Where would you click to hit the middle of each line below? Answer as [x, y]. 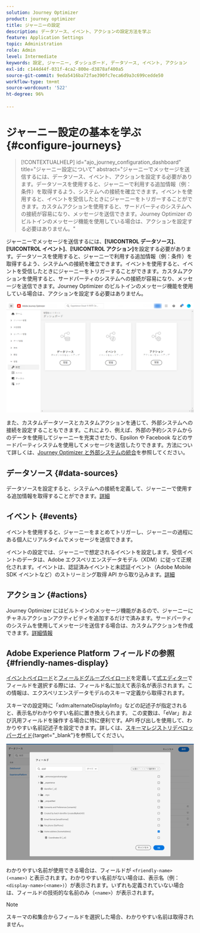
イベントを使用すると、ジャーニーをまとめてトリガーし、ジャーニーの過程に [100, 532]
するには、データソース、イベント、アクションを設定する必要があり [109, 176]
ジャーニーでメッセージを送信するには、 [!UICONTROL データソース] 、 [93, 241]
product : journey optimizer [41, 19]
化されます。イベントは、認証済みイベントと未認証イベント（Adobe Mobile [99, 567]
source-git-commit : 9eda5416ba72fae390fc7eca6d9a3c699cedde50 [85, 75]
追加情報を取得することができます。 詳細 [60, 496]
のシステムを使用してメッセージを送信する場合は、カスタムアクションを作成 [100, 625]
